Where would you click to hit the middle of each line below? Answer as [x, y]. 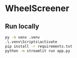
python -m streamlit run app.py [38, 51]
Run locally [22, 26]
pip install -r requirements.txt [39, 46]
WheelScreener [37, 8]
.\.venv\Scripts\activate [31, 42]
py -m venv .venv [23, 37]
